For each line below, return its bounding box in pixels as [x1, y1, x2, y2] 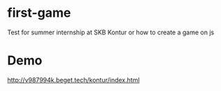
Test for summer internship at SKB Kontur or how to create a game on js [7, 28, 215, 36]
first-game [7, 5, 71, 21]
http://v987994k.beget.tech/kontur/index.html [7, 76, 140, 84]
